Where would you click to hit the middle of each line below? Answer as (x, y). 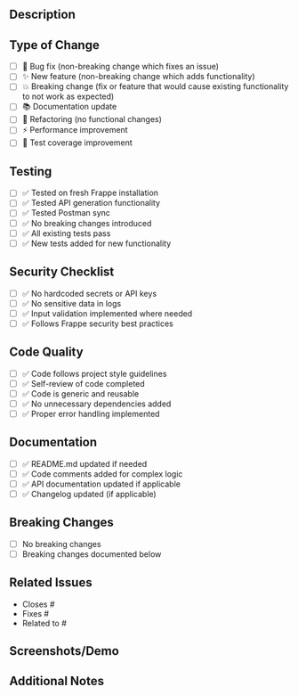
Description (42, 15)
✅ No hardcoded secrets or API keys (89, 293)
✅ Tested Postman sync (66, 213)
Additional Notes (57, 681)
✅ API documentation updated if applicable (101, 484)
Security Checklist (62, 272)
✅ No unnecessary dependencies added (97, 404)
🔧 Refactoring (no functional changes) (92, 119)
